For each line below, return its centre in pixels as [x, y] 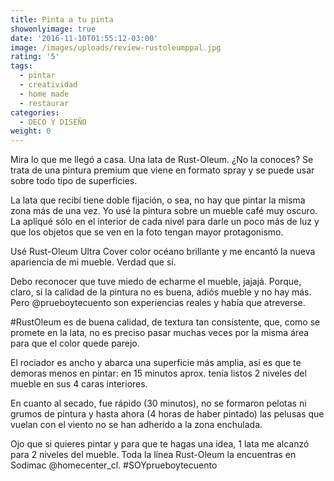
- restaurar [44, 103]
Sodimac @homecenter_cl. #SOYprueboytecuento [114, 465]
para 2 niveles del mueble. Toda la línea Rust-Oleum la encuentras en [153, 455]
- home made [44, 94]
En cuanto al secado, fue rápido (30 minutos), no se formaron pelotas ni [158, 403]
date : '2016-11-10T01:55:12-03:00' [84, 38]
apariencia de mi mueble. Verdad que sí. [93, 262]
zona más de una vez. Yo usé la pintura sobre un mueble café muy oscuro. [164, 211]
